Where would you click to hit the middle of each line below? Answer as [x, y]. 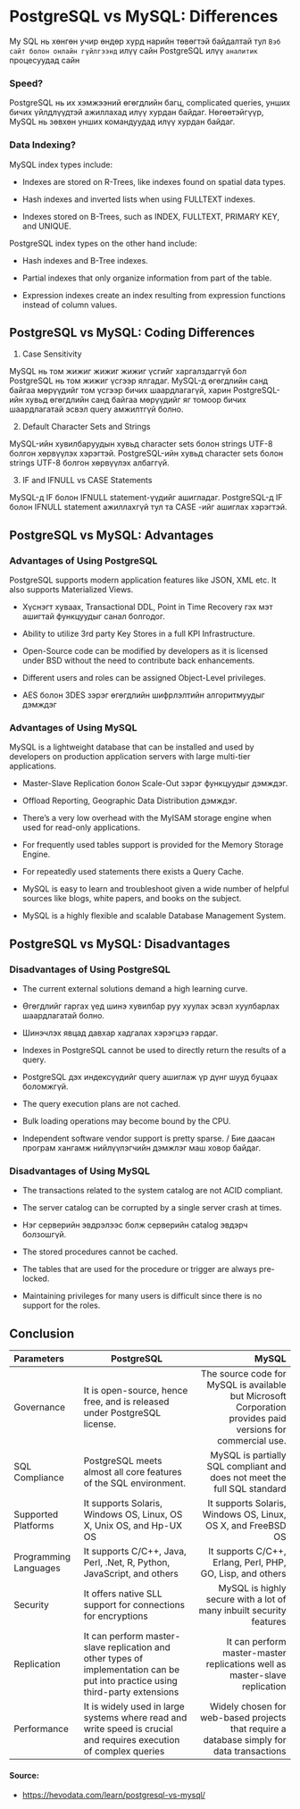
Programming [42, 1557]
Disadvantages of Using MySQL [79, 1170]
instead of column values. [70, 305]
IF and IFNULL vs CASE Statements [87, 481]
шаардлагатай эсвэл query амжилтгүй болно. [96, 409]
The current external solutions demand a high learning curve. [135, 989]
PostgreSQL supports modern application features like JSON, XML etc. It [143, 580]
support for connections [134, 1605]
